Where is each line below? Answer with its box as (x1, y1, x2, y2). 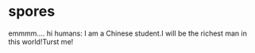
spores (8, 2, 56, 21)
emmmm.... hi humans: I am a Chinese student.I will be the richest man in (8, 28, 248, 38)
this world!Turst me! (8, 36, 74, 46)
